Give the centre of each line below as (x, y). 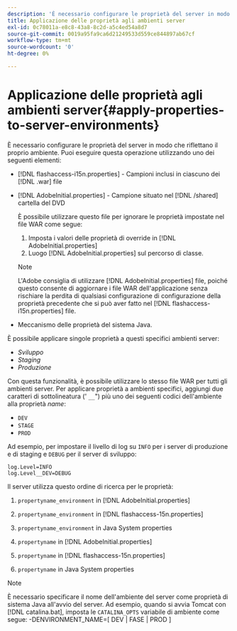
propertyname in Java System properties (76, 569)
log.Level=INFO (30, 467)
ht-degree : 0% (28, 54)
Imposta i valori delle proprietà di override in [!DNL (102, 238)
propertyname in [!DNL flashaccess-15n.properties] (91, 555)
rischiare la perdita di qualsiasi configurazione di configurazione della (119, 295)
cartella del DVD (41, 203)
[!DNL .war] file (40, 181)
